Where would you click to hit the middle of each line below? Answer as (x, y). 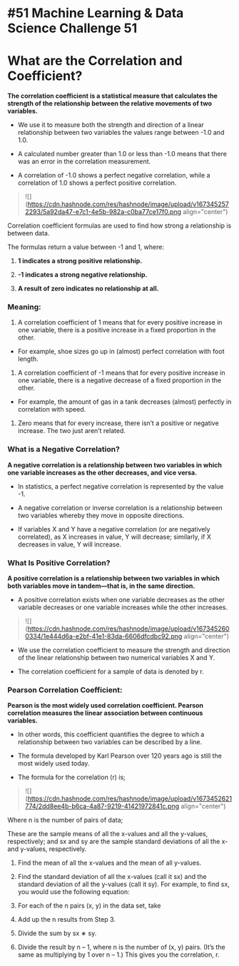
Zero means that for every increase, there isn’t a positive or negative (118, 423)
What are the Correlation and (95, 61)
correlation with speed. (52, 410)
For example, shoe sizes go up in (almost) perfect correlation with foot (121, 352)
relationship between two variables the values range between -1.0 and (121, 133)
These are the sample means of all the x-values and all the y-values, (108, 834)
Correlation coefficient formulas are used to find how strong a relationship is (119, 225)
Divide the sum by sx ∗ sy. (57, 933)
